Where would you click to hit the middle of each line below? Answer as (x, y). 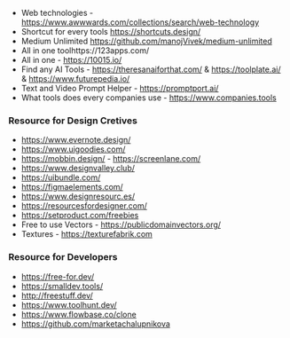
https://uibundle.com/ (61, 177)
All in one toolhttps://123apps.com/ (85, 51)
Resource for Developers (63, 257)
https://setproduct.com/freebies (80, 216)
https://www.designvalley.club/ (78, 169)
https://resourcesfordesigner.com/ (84, 206)
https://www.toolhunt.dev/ (69, 304)
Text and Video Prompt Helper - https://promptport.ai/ (120, 88)
